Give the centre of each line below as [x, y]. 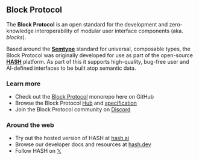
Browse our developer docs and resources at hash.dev [83, 144]
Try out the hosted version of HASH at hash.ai [72, 138]
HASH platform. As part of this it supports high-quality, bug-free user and [98, 61]
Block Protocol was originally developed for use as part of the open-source [99, 55]
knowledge [20, 31]
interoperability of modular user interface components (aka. [109, 31]
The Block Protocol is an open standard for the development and [87, 24]
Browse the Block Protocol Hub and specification [76, 103]
